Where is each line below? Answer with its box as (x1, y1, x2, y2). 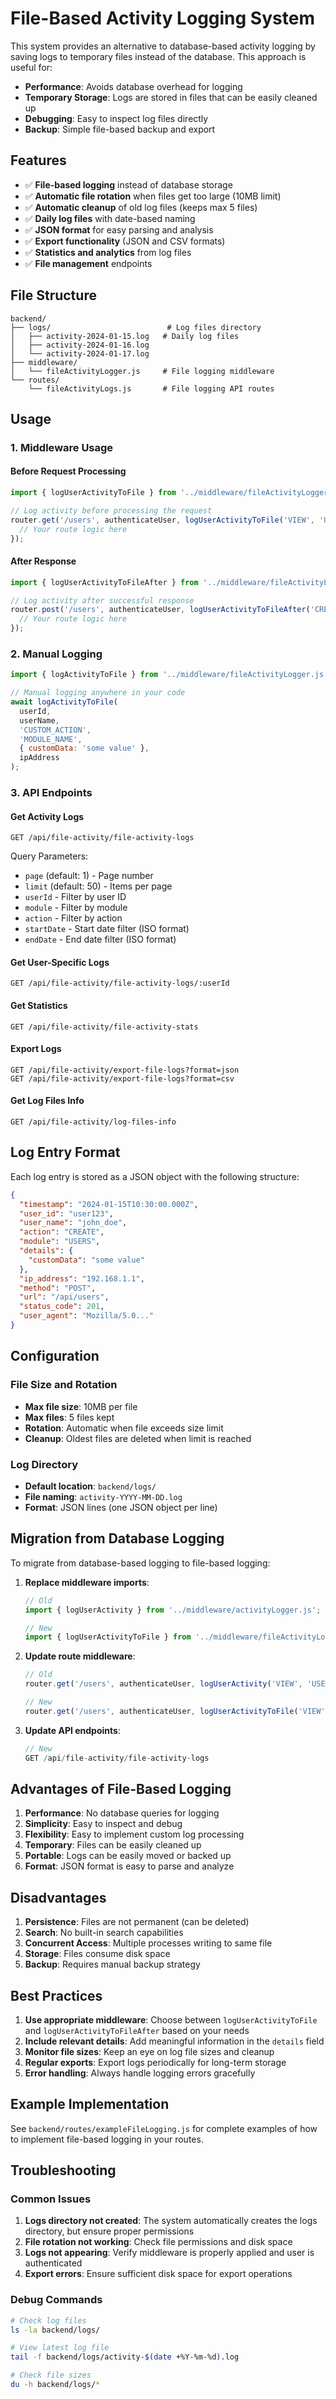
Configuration (10, 1348, 100, 1365)
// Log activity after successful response (10, 595, 195, 606)
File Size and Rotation (10, 1378, 118, 1392)
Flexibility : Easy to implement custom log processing (24, 1828, 245, 1841)
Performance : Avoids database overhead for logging (24, 80, 243, 92)
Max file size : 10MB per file (24, 1400, 138, 1412)
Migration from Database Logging (10, 1530, 225, 1547)
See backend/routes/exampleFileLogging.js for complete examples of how (10, 2122, 318, 2134)
